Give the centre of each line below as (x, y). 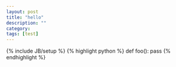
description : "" (26, 23)
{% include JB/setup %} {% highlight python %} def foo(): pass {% (89, 51)
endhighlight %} (26, 57)
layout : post (22, 12)
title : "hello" (25, 17)
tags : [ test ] (22, 34)
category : (18, 28)
